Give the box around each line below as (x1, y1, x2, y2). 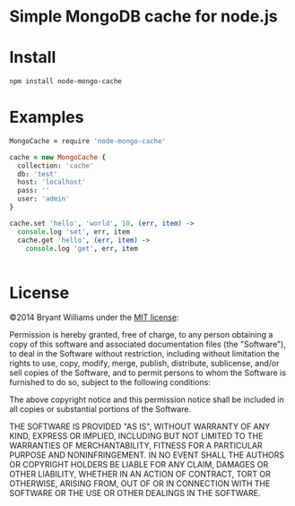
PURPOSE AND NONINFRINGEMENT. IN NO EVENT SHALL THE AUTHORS (9, 450, 285, 460)
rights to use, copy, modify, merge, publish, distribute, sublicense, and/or (9, 358, 280, 369)
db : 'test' (17, 169, 58, 178)
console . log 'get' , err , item (25, 244, 139, 253)
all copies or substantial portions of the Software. (9, 404, 191, 415)
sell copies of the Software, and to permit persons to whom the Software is (9, 367, 287, 378)
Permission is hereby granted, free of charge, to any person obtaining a (9, 330, 273, 340)
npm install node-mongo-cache (9, 77, 123, 86)
